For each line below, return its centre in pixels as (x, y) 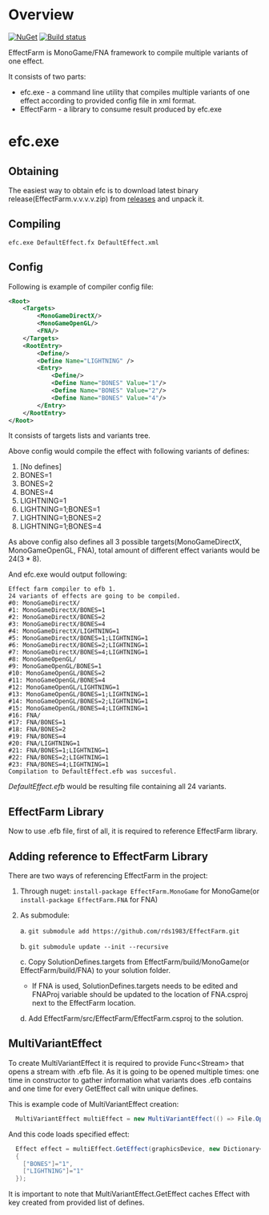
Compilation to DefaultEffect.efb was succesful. (93, 772)
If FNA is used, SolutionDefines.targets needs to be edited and (135, 986)
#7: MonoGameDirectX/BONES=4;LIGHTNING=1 (78, 652)
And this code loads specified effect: (69, 1134)
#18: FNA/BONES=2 (37, 730)
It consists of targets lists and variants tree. (79, 435)
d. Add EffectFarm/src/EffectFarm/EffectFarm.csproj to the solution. (132, 1019)
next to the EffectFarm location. (84, 1003)
